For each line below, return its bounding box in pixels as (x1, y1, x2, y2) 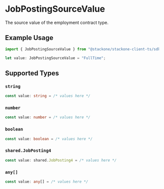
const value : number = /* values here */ (5, 115, 91, 120)
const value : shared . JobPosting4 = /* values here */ (5, 158, 117, 163)
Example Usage (5, 34, 54, 42)
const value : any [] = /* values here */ (5, 179, 89, 184)
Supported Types (5, 69, 60, 77)
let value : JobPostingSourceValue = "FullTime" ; (5, 55, 106, 61)
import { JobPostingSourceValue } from (5, 46, 86, 52)
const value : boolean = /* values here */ (5, 136, 93, 141)
